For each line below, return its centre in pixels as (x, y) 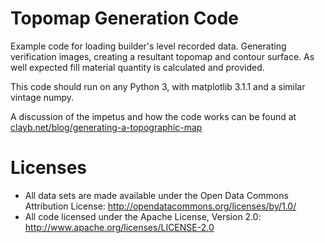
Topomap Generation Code (124, 18)
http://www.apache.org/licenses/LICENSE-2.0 (119, 227)
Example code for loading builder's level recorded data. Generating (148, 46)
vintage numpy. (42, 97)
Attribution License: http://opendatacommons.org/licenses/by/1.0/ (160, 206)
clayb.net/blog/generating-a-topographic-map (106, 127)
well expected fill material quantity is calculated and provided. (137, 67)
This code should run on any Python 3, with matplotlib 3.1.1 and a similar (158, 86)
